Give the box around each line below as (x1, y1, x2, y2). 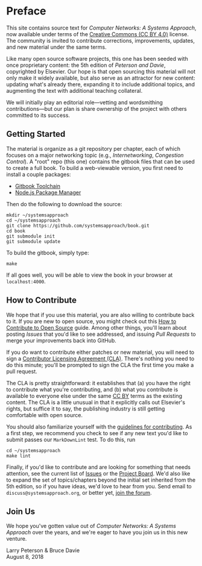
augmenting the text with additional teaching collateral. (6, 87, 143, 94)
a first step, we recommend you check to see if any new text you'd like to (6, 429, 188, 436)
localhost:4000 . (6, 277, 46, 285)
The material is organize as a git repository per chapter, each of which (6, 145, 181, 152)
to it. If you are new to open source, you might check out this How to (6, 318, 177, 325)
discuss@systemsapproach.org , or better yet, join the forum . (6, 489, 152, 496)
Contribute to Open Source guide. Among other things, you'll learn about (6, 324, 187, 331)
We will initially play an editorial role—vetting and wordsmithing (6, 98, 163, 106)
